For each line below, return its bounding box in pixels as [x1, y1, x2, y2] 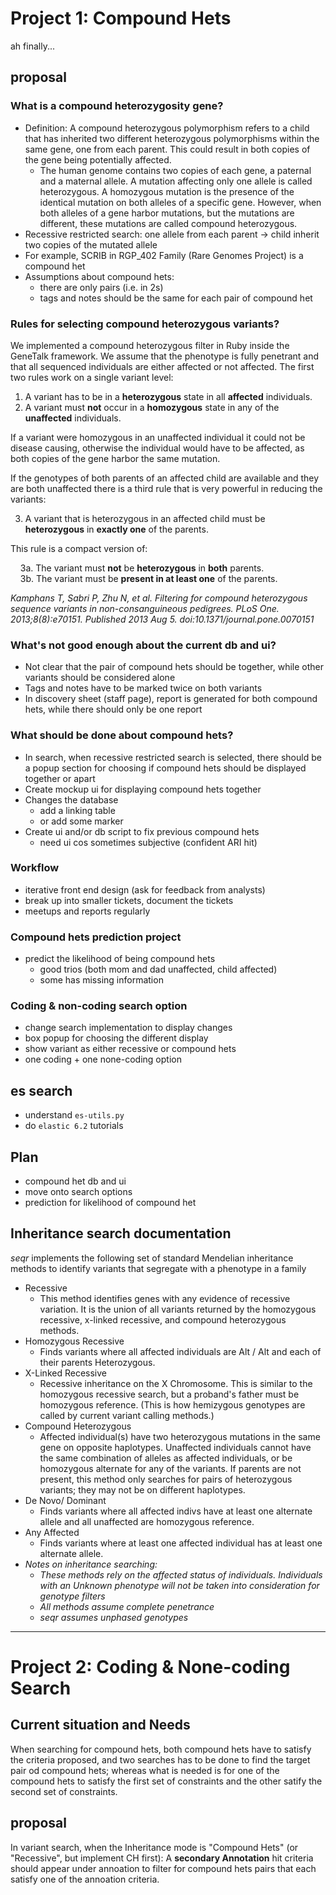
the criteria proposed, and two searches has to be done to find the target [10, 1753, 311, 1766]
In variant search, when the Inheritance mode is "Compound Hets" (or [10, 1841, 299, 1853]
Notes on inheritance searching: [24, 1558, 158, 1570]
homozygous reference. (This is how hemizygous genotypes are [39, 1398, 306, 1411]
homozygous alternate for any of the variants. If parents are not [39, 1462, 302, 1474]
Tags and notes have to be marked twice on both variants [24, 682, 263, 694]
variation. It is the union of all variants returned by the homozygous [39, 1303, 317, 1315]
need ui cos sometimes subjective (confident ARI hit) [39, 836, 258, 848]
